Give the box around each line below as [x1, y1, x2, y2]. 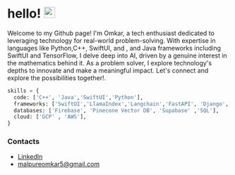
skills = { [7, 87, 40, 94]
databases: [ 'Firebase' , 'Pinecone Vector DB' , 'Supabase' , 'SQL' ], [13, 107, 219, 114]
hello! [7, 6, 41, 22]
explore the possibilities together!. [7, 73, 107, 82]
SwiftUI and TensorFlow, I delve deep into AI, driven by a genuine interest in [7, 51, 227, 60]
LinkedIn [17, 153, 43, 161]
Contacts [7, 136, 40, 146]
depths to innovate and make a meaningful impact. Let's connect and [7, 66, 209, 74]
